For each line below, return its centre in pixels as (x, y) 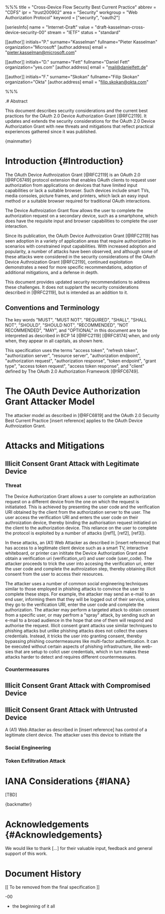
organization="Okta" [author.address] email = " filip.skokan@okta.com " (77, 82)
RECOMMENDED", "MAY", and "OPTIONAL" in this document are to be (76, 330)
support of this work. (26, 854)
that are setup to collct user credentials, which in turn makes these (82, 651)
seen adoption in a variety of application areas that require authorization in (81, 241)
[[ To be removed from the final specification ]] (52, 887)
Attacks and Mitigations (55, 445)
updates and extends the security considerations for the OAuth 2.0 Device (80, 121)
